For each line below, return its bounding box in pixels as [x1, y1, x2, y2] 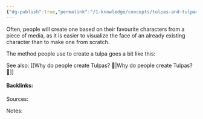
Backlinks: [6, 82, 33, 89]
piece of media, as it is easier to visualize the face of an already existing [6, 31, 185, 39]
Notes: [6, 107, 23, 114]
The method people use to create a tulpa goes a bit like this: [6, 50, 156, 57]
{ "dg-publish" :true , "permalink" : [6, 8, 91, 15]
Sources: [6, 95, 29, 103]
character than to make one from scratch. [6, 38, 110, 45]
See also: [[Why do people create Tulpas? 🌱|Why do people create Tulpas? [6, 62, 193, 69]
